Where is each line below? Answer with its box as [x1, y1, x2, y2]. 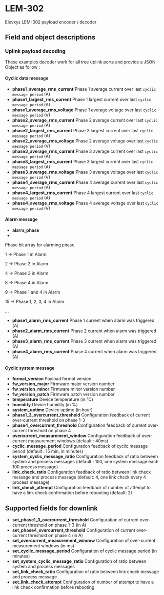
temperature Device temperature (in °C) [12, 397, 94, 402]
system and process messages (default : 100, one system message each [12, 459, 159, 465]
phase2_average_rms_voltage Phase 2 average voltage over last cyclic [12, 138, 158, 144]
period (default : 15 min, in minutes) [12, 448, 83, 454]
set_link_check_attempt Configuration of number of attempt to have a [12, 579, 154, 585]
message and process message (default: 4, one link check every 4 [12, 474, 146, 480]
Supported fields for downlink [5, 504, 98, 512]
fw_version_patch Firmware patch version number [12, 391, 115, 397]
